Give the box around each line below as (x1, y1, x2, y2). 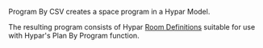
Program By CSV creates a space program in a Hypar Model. (8, 7, 211, 16)
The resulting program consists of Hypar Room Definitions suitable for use (8, 22, 256, 31)
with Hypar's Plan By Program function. (8, 31, 140, 40)
